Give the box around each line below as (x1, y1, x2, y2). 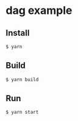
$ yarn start (5, 110, 39, 116)
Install (5, 28, 30, 38)
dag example (5, 4, 73, 18)
